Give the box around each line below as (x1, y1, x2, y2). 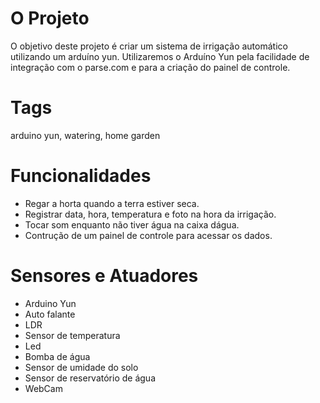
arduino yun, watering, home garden (10, 129, 161, 141)
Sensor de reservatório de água (24, 372, 157, 384)
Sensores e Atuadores (10, 265, 199, 287)
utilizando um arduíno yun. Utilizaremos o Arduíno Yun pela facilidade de (10, 50, 310, 62)
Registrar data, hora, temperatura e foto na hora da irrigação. (24, 208, 277, 220)
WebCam (24, 382, 63, 394)
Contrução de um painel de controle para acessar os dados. (24, 229, 273, 241)
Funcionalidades (10, 165, 152, 187)
